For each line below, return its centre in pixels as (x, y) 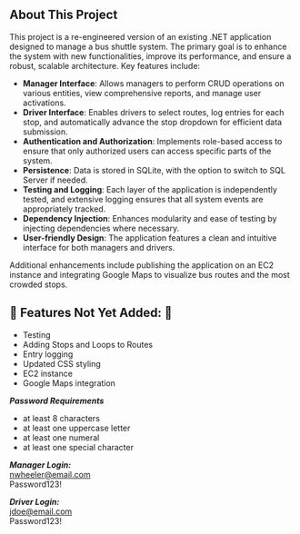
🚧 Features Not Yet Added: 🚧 (91, 313)
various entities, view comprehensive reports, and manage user (142, 93)
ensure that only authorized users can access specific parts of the (147, 151)
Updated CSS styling (62, 363)
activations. (44, 103)
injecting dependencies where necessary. (101, 228)
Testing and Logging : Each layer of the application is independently (150, 189)
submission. (45, 132)
